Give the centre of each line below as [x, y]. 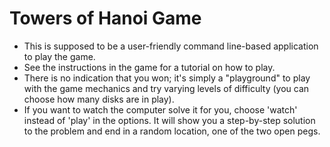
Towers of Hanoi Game [105, 18]
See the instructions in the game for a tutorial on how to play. [149, 67]
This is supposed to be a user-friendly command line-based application [171, 46]
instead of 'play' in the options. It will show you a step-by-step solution [169, 120]
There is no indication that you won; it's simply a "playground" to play [167, 78]
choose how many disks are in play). [99, 99]
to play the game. [59, 56]
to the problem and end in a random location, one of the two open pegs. [172, 131]
